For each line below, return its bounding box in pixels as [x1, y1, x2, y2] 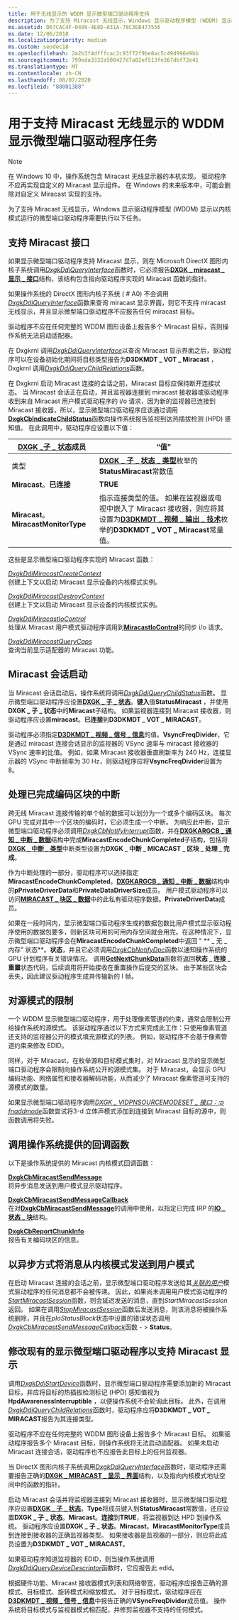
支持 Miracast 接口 [8, 236, 90, 248]
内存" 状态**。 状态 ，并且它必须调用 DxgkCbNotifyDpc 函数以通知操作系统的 [8, 945, 228, 954]
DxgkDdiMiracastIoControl [8, 615, 86, 623]
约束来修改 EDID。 [13, 1041, 68, 1050]
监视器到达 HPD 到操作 [148, 1513, 216, 1521]
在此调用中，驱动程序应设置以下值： [28, 424, 134, 431]
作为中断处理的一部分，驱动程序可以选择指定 [8, 868, 139, 876]
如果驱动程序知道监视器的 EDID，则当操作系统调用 [8, 1555, 155, 1563]
